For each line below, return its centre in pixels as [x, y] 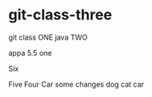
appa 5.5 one [30, 53]
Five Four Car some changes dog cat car [76, 84]
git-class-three [60, 15]
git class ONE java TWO [48, 37]
